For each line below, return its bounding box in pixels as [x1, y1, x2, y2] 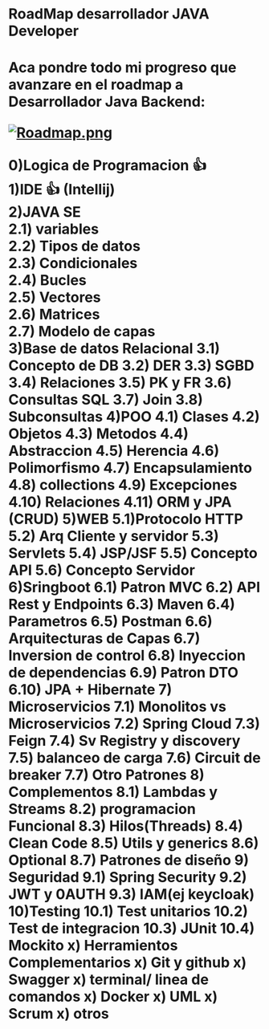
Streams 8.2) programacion [8, 800, 197, 819]
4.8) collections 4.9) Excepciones [8, 476, 238, 494]
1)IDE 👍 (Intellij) [8, 181, 116, 199]
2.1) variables [8, 220, 99, 238]
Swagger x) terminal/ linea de [8, 970, 209, 989]
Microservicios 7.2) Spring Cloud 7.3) [8, 715, 261, 733]
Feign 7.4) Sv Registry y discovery [8, 732, 241, 750]
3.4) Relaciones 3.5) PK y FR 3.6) [8, 374, 233, 392]
